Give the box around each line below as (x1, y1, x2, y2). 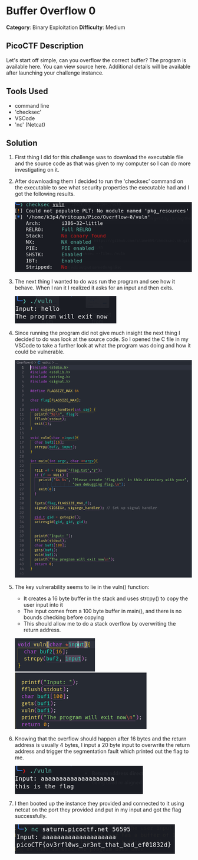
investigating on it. (14, 166, 60, 173)
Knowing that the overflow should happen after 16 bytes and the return (14, 735, 187, 742)
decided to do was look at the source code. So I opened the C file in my (14, 336, 189, 343)
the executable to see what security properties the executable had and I (14, 184, 190, 191)
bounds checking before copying (23, 614, 104, 621)
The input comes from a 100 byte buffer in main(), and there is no (23, 608, 182, 615)
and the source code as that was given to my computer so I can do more (14, 160, 192, 167)
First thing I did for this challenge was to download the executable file (14, 154, 184, 161)
